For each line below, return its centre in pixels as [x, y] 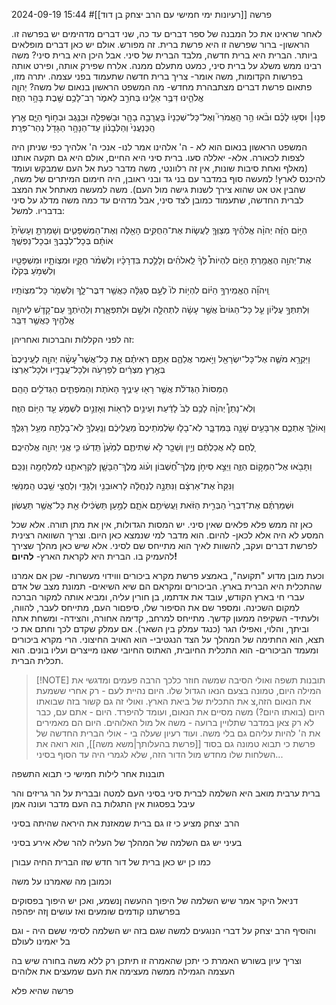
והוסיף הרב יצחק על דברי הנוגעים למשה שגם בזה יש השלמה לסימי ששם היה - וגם [164, 930]
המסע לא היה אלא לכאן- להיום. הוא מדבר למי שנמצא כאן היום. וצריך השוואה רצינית [167, 535]
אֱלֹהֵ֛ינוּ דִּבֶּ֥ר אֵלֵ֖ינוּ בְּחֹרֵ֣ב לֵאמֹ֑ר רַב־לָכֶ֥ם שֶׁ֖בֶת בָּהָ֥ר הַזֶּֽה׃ [107, 97]
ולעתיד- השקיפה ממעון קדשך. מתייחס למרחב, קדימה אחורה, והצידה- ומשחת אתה [165, 618]
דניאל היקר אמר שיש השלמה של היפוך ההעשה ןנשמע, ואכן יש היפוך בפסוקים [155, 900]
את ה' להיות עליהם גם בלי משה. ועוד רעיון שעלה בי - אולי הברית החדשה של [178, 733]
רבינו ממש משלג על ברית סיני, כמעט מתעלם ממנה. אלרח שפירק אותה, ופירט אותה [167, 65]
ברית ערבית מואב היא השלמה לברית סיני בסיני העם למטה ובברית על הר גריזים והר [166, 793]
